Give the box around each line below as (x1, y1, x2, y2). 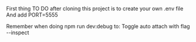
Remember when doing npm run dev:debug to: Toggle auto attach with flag (6, 23, 190, 30)
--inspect (6, 29, 30, 36)
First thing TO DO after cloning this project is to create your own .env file (6, 5, 184, 12)
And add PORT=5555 (6, 11, 58, 18)
